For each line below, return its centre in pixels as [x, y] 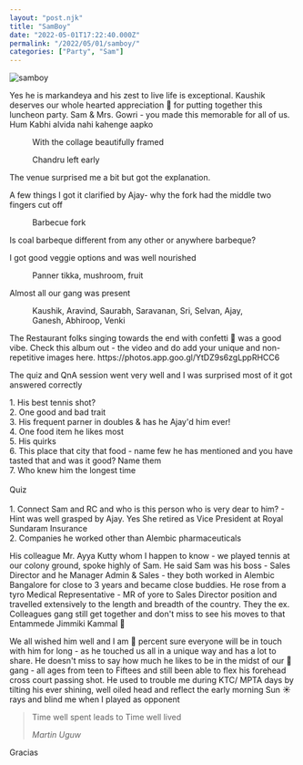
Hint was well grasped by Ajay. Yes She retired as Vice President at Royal [146, 519]
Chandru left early [66, 160]
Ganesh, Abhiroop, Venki [79, 321]
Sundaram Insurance [49, 529]
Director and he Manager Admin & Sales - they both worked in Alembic [142, 575]
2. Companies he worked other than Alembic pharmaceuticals [126, 538]
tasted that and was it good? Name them [86, 460]
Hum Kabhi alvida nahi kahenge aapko [81, 125]
